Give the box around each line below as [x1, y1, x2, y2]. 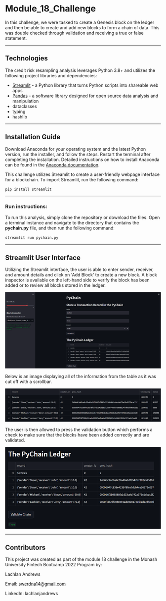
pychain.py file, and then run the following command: [5, 225, 115, 231]
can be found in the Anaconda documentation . [5, 162, 100, 167]
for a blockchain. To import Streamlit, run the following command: [5, 176, 139, 182]
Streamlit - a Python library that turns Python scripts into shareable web [12, 82, 159, 88]
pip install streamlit [5, 187, 52, 192]
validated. [5, 437, 26, 443]
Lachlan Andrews [5, 571, 41, 577]
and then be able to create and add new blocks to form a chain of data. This [5, 24, 160, 30]
